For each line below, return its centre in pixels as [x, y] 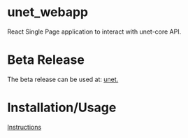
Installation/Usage [62, 108]
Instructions [24, 127]
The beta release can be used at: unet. [63, 79]
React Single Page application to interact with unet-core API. [94, 32]
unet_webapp [48, 12]
